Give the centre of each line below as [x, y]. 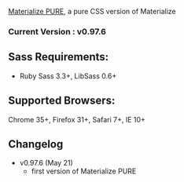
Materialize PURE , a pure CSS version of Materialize [92, 11]
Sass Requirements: [59, 57]
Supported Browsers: [62, 101]
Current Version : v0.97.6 [57, 31]
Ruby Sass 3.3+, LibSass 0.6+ [68, 76]
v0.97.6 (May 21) [46, 163]
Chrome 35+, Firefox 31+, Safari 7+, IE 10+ [77, 119]
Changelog [36, 144]
